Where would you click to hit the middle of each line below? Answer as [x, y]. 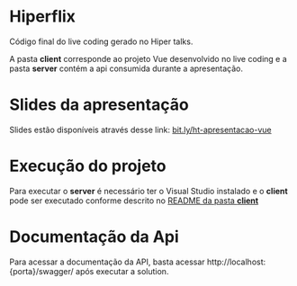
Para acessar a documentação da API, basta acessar [107, 262]
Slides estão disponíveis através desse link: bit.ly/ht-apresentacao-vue [140, 130]
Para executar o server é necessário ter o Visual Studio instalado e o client [148, 191]
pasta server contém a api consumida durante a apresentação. [126, 68]
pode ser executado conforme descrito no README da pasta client [134, 201]
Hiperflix [43, 17]
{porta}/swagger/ [41, 271]
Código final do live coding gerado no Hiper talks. [101, 41]
